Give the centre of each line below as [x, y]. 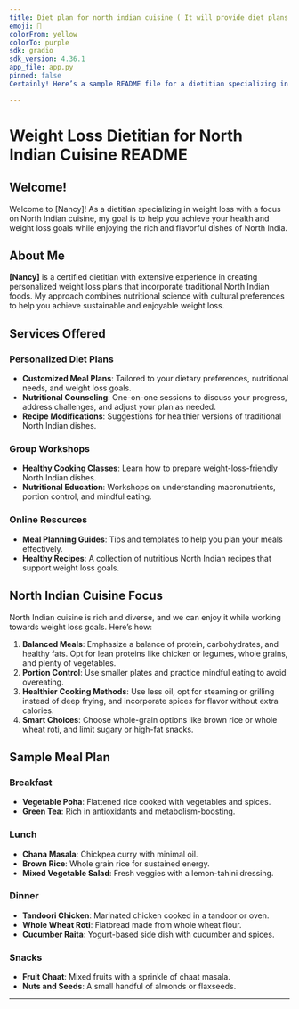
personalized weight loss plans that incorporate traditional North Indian [139, 287]
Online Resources [48, 520]
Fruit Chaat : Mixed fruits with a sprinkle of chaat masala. [126, 977]
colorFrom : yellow [43, 34]
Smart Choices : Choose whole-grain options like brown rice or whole [149, 719]
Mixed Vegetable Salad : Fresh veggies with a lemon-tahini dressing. [148, 873]
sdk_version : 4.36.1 [48, 59]
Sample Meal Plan [60, 757]
